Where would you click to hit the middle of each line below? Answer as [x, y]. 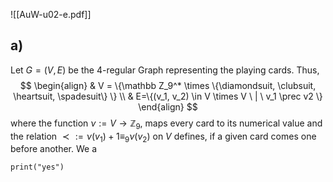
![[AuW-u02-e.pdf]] [51, 14]
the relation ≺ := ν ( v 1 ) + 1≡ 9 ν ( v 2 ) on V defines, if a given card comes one [163, 137]
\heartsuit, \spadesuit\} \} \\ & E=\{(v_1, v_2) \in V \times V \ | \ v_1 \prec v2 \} [168, 96]
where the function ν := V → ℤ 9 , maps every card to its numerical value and [166, 124]
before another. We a [53, 149]
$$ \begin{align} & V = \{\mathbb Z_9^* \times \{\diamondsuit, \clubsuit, [168, 85]
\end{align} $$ [168, 106]
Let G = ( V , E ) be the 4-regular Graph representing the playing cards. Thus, [165, 70]
